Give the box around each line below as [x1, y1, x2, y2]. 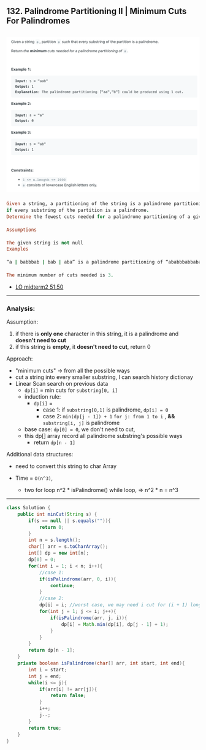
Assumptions [6, 227, 37, 233]
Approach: [6, 355, 33, 362]
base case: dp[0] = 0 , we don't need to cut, [24, 426, 135, 433]
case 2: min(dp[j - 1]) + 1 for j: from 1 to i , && [42, 413, 175, 420]
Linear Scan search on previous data [15, 380, 109, 388]
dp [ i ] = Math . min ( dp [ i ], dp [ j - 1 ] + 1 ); [61, 621, 169, 627]
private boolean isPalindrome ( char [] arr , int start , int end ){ [17, 660, 185, 666]
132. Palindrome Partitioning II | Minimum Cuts [6, 6, 187, 17]
